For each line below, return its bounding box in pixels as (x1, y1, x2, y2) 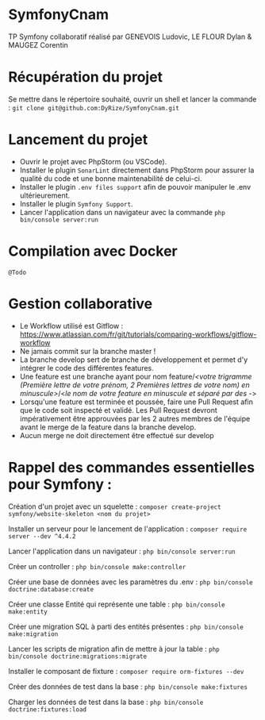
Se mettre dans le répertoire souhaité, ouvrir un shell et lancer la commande (8, 94, 257, 104)
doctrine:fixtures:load (8, 705, 87, 714)
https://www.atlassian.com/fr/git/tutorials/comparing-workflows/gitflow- (19, 329, 257, 339)
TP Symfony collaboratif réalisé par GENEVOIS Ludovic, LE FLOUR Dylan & (8, 32, 252, 41)
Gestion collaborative (8, 295, 153, 313)
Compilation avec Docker (8, 242, 179, 260)
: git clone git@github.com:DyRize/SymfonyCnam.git (8, 102, 180, 112)
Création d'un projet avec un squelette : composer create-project (8, 502, 221, 511)
